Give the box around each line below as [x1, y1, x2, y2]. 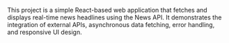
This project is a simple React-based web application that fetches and [7, 6, 207, 14]
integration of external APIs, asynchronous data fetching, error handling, [7, 21, 215, 28]
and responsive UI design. [7, 28, 82, 36]
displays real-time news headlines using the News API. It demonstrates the [7, 13, 222, 21]
